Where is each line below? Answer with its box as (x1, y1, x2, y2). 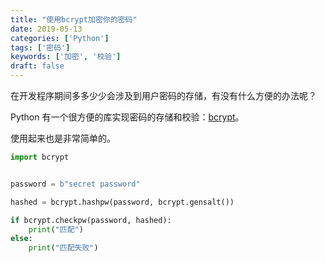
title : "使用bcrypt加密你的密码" (10, 14, 138, 25)
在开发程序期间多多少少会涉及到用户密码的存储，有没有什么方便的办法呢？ (10, 90, 317, 101)
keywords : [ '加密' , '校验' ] (10, 52, 122, 62)
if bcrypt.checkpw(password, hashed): (10, 215, 172, 225)
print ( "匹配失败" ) (28, 243, 99, 253)
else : (10, 234, 33, 244)
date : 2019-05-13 (10, 24, 83, 34)
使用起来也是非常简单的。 (10, 132, 116, 144)
